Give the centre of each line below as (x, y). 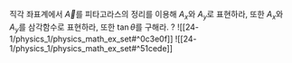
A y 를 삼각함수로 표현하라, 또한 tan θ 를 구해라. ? (92, 28)
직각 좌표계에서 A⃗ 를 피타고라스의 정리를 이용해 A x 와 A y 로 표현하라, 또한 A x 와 (146, 15)
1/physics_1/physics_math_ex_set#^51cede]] (91, 48)
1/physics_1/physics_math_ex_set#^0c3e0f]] (91, 39)
